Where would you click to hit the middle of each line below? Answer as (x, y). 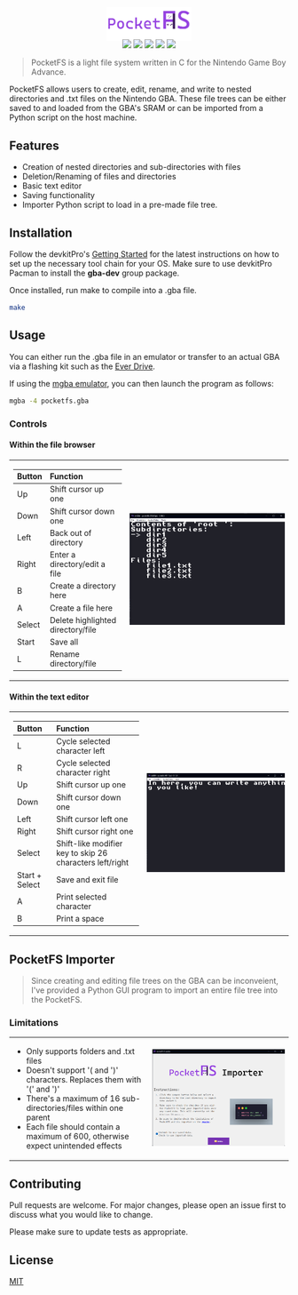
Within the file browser (52, 445)
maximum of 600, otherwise (78, 1137)
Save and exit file (87, 880)
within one (105, 1108)
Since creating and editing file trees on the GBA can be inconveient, (155, 981)
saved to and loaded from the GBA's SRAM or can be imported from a (136, 108)
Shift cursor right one (95, 831)
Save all (64, 642)
